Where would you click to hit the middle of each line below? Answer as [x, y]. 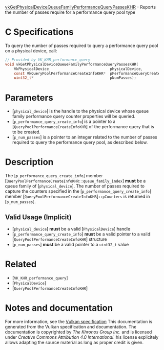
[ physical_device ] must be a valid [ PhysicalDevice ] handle [71, 229]
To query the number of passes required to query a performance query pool [82, 46]
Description [29, 162]
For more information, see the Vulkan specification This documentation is [79, 321]
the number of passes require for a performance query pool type [70, 12]
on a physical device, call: [31, 50]
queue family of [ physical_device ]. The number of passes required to [75, 186]
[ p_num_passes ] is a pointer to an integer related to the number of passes [85, 137]
